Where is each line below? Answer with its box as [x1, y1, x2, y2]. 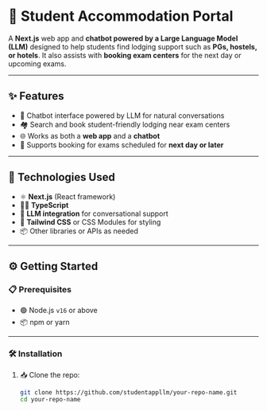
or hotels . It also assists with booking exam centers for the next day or [8, 50, 242, 60]
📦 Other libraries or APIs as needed [19, 226, 139, 236]
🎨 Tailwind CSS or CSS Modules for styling [19, 217, 161, 226]
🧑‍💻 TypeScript [19, 200, 69, 209]
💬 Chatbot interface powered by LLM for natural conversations [19, 111, 225, 120]
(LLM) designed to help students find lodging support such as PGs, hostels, [8, 41, 257, 51]
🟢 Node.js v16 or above [19, 306, 98, 315]
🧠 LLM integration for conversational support [19, 209, 168, 218]
